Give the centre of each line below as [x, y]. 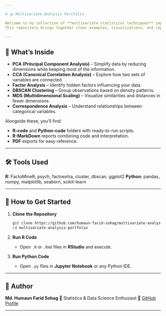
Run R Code [24, 237]
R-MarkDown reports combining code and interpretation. [71, 136]
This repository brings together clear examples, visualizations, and [79, 28]
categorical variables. [34, 112]
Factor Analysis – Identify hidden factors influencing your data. [77, 85]
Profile [12, 304]
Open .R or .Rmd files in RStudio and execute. [66, 247]
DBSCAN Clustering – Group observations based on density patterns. [83, 90]
